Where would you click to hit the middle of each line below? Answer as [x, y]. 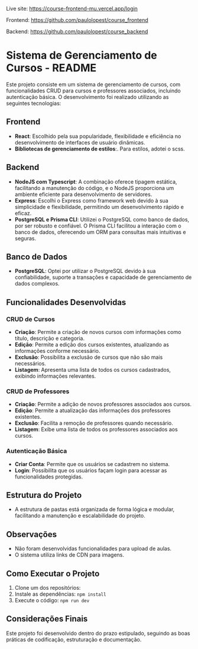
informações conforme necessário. [57, 351]
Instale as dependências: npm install [60, 594]
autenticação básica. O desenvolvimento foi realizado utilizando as [87, 97]
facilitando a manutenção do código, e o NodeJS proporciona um [94, 188]
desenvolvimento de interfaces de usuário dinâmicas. [80, 142]
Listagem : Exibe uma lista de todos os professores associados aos [96, 429]
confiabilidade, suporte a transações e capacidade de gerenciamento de [103, 277]
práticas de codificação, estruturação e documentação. [74, 640]
